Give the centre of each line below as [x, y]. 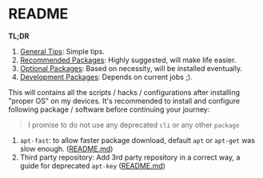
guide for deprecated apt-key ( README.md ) [93, 165]
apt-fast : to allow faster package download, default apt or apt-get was [137, 140]
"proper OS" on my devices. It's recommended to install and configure [124, 101]
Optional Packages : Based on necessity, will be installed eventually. [131, 68]
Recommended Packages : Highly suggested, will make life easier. [128, 60]
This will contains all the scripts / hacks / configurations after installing [124, 92]
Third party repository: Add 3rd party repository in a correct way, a [130, 157]
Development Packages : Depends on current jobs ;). [106, 77]
